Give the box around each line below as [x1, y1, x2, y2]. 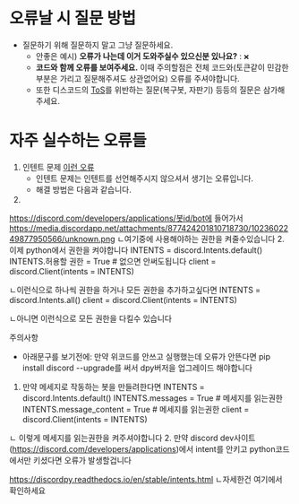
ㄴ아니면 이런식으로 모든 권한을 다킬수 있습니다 [9, 313, 173, 324]
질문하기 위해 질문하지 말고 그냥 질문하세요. [21, 39, 174, 50]
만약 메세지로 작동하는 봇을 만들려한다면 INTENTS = [21, 381, 205, 392]
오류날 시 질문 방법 [9, 8, 136, 29]
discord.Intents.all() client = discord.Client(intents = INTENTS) [9, 294, 237, 305]
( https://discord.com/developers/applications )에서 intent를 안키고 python [9, 443, 276, 454]
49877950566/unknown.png [9, 233, 115, 244]
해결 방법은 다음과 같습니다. [35, 184, 132, 195]
